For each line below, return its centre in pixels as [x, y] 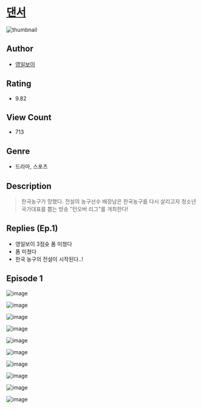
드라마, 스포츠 [32, 167]
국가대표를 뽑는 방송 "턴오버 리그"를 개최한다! [75, 209]
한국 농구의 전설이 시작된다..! [49, 259]
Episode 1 [25, 279]
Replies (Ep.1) [32, 229]
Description [29, 186]
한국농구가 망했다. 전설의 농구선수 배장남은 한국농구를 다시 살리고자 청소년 [109, 201]
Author [20, 49]
